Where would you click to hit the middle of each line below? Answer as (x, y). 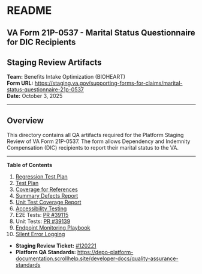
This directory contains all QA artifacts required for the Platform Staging (95, 135)
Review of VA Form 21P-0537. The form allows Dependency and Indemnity (99, 141)
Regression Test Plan (41, 177)
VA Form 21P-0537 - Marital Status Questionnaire (101, 33)
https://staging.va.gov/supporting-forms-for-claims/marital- (108, 83)
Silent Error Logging (40, 234)
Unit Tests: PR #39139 (43, 221)
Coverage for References (47, 189)
